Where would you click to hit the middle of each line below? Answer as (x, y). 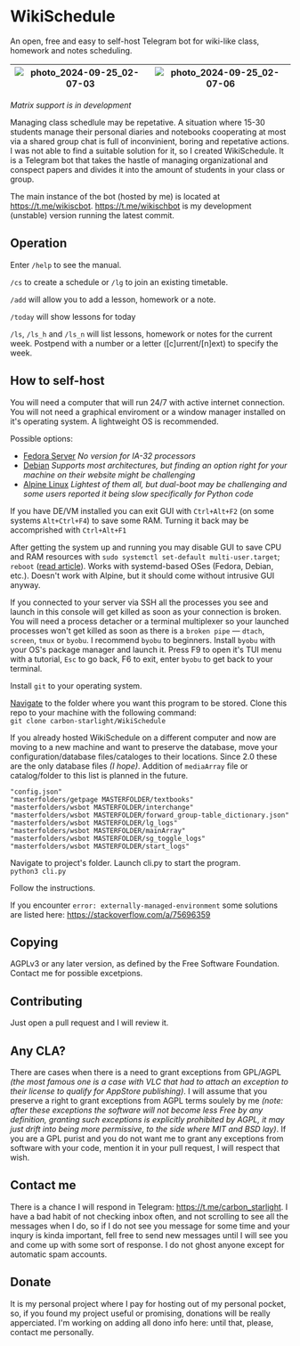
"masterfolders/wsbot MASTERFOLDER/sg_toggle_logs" (108, 838)
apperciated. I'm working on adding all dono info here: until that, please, (142, 1322)
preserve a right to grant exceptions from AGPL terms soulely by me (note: (147, 1101)
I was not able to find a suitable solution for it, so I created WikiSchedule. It (147, 151)
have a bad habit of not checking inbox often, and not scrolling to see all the (149, 1216)
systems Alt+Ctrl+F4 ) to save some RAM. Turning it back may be (130, 520)
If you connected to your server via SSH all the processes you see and (139, 602)
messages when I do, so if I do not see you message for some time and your (150, 1226)
